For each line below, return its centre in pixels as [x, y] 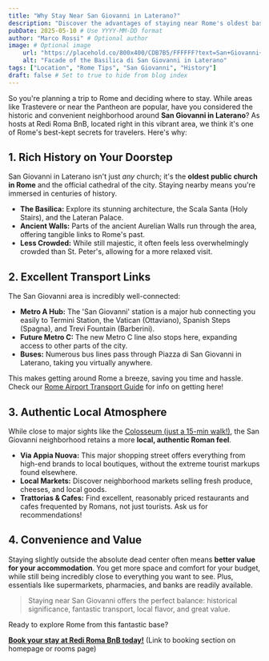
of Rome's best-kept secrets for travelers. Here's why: [98, 132]
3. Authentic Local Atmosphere [88, 412]
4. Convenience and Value [75, 540]
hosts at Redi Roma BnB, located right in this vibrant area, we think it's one [131, 123]
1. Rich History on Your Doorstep [91, 157]
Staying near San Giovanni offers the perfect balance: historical [132, 600]
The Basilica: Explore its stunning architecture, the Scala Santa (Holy [134, 209]
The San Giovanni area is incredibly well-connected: [94, 296]
